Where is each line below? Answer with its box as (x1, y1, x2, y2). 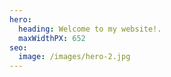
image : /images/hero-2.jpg (18, 52, 131, 62)
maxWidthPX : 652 (18, 33, 86, 43)
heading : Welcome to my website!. (18, 24, 162, 34)
